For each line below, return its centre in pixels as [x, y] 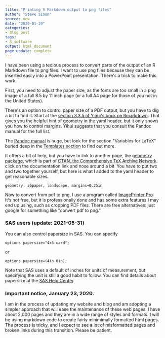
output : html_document [28, 46]
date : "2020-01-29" [25, 23]
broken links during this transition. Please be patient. [59, 330]
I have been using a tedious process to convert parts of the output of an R [80, 65]
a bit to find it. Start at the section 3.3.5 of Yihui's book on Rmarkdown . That [82, 115]
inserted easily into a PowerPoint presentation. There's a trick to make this [81, 75]
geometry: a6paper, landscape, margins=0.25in [54, 185]
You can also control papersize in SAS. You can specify [62, 234]
